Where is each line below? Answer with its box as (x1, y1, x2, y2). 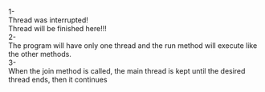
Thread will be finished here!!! (8, 24, 107, 33)
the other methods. (8, 50, 72, 58)
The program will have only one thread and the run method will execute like (8, 41, 258, 50)
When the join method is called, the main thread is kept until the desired (8, 66, 246, 75)
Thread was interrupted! (8, 15, 88, 25)
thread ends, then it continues (8, 75, 108, 84)
